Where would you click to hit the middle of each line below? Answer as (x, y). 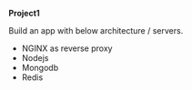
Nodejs (35, 58)
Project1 (24, 13)
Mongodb (40, 68)
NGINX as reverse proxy (67, 48)
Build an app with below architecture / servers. (96, 30)
